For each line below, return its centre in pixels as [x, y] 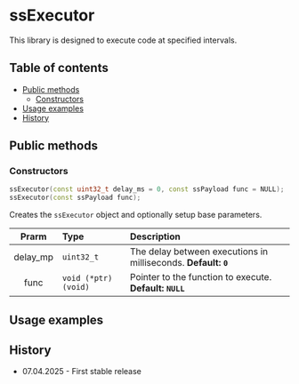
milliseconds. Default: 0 [179, 263]
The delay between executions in [199, 252]
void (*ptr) [87, 278]
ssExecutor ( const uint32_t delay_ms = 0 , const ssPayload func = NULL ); [147, 189]
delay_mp [34, 257]
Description [155, 236]
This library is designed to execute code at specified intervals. [123, 40]
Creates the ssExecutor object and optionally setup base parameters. [136, 215]
